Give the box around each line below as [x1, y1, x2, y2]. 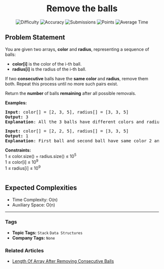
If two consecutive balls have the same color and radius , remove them [5, 75, 149, 81]
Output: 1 [5, 133, 28, 138]
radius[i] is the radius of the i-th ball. [12, 66, 86, 72]
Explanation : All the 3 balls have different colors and [5, 119, 144, 125]
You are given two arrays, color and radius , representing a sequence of [5, 46, 149, 52]
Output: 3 [5, 114, 28, 120]
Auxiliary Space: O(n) [12, 202, 55, 208]
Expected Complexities [5, 184, 77, 192]
